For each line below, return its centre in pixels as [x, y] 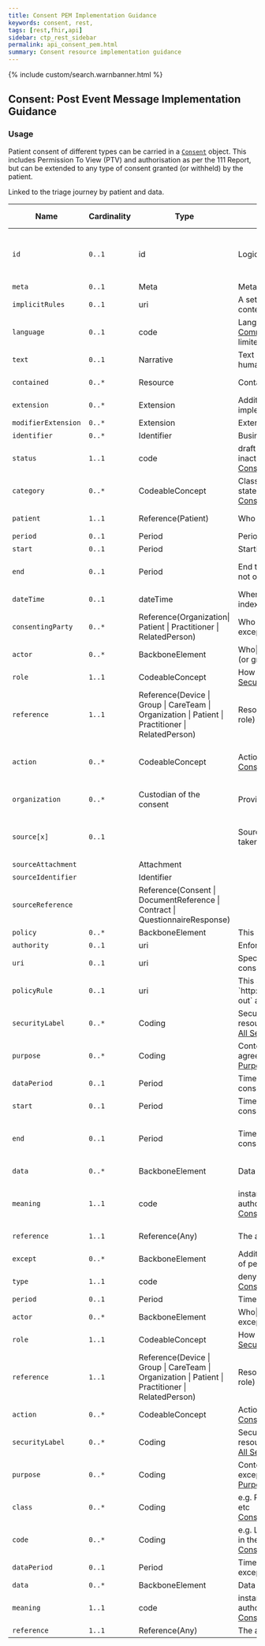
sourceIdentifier [45, 877]
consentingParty [43, 627]
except [24, 1258]
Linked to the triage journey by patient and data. [86, 192]
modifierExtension [47, 422]
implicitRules [39, 304]
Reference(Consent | [177, 890]
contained [30, 382]
